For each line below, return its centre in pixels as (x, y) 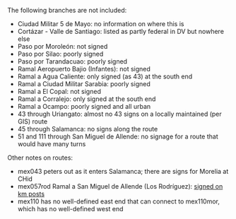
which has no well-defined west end (70, 209)
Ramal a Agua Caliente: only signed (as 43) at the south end (105, 76)
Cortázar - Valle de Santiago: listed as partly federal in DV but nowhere (121, 31)
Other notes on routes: (40, 158)
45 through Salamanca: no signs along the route (88, 129)
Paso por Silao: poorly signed (60, 54)
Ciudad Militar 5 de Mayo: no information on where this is (101, 24)
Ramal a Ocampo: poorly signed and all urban (84, 106)
